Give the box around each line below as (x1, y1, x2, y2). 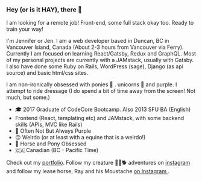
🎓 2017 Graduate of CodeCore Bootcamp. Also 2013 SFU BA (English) (14, 106, 191, 113)
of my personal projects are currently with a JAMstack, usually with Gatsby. (6, 57, 194, 64)
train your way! (6, 25, 43, 33)
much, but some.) (6, 94, 50, 101)
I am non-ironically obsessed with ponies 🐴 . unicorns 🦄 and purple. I (6, 81, 177, 88)
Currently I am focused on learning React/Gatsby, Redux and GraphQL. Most (6, 50, 196, 57)
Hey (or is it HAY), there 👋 (6, 5, 83, 14)
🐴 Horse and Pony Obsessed (14, 140, 87, 147)
